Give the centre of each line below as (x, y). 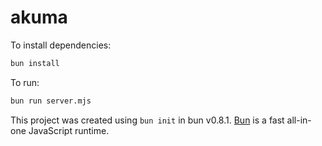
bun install (35, 63)
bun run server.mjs (51, 101)
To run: (25, 82)
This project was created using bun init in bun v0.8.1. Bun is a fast (147, 120)
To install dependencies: (61, 45)
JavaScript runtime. (69, 130)
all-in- (299, 120)
